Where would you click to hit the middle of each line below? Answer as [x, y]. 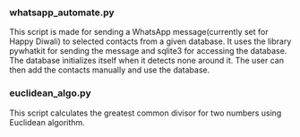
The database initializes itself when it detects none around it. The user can [147, 61]
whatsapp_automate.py [62, 13]
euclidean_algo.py [50, 93]
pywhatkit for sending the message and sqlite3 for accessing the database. [148, 51]
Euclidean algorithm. [47, 122]
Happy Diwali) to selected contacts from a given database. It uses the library [150, 41]
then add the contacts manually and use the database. [110, 70]
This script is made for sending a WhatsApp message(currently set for [139, 32]
